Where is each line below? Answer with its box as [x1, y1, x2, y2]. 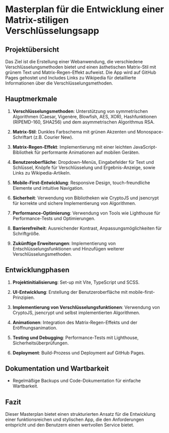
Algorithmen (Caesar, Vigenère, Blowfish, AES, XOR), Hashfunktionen [12, 113, 157, 119]
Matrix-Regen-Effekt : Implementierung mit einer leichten [12, 144, 132, 150]
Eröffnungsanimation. [12, 325, 58, 331]
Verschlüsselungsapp [5, 25, 99, 36]
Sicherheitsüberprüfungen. [12, 340, 69, 346]
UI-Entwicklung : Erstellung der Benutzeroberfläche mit [12, 289, 128, 295]
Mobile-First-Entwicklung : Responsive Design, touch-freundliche [12, 180, 150, 186]
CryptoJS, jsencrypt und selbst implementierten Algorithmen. [12, 310, 140, 316]
